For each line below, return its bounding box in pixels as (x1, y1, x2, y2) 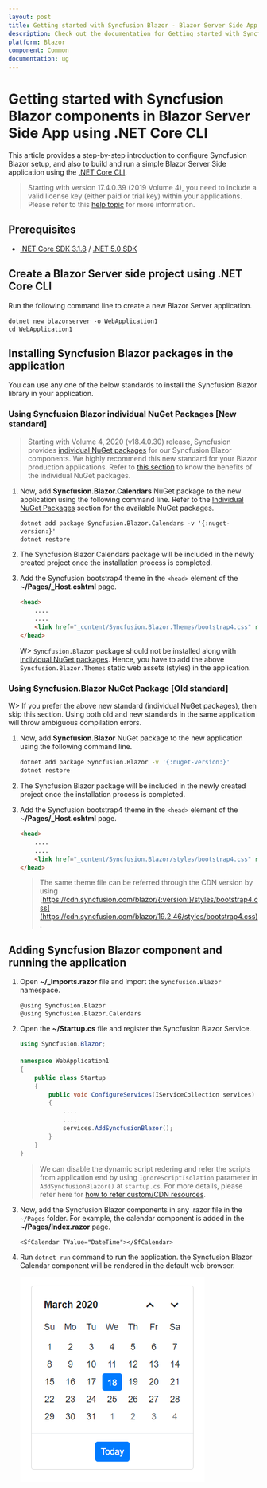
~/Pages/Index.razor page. (19, 1222, 111, 1231)
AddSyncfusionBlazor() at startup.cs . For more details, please (39, 1180, 243, 1191)
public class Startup (34, 1074, 106, 1082)
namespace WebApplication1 (19, 1057, 110, 1066)
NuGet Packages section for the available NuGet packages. (19, 503, 215, 512)
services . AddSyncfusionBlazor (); (62, 1125, 173, 1133)
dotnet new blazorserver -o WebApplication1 (8, 317, 158, 325)
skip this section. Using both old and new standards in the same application (8, 709, 256, 719)
